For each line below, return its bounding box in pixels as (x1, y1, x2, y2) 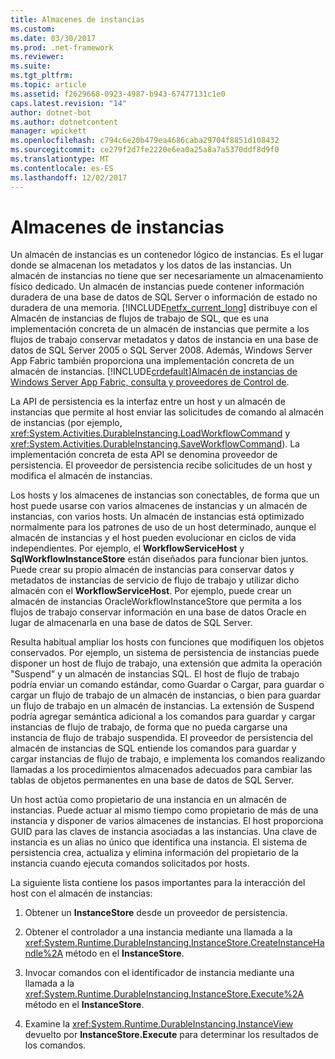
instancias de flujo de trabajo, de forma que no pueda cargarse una (10, 721, 288, 733)
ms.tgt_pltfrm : (10, 71, 74, 81)
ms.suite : (10, 61, 52, 71)
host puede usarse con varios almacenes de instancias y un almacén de (10, 500, 308, 512)
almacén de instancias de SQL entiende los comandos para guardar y (10, 742, 297, 755)
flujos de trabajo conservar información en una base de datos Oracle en (10, 606, 307, 618)
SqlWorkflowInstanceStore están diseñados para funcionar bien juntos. (10, 553, 309, 565)
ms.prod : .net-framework (10, 42, 114, 53)
